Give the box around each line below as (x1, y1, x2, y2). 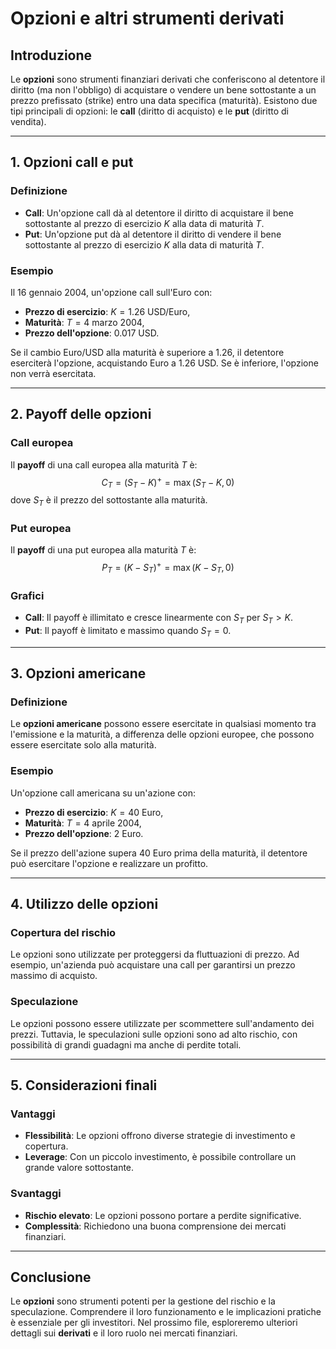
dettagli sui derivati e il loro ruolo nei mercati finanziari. (10, 1327, 238, 1339)
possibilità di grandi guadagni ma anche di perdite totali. (10, 1038, 242, 1051)
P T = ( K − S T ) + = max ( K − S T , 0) (101, 560, 235, 576)
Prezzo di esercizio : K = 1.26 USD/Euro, (24, 305, 191, 317)
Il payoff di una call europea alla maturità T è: (10, 458, 198, 471)
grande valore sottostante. (24, 1162, 135, 1174)
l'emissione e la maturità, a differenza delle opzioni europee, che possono (10, 728, 315, 741)
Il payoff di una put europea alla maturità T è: (10, 544, 197, 556)
